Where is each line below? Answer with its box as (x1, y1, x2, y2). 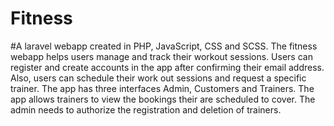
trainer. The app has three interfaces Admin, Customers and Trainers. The (10, 82, 315, 94)
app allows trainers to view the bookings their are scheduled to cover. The (10, 93, 316, 105)
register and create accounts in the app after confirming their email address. (10, 61, 325, 73)
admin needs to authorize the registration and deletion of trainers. (10, 103, 282, 116)
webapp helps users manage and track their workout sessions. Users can (10, 50, 313, 62)
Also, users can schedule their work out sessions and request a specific (10, 72, 307, 84)
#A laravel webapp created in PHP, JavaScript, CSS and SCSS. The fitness (10, 40, 318, 52)
